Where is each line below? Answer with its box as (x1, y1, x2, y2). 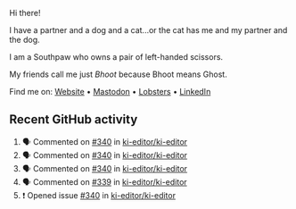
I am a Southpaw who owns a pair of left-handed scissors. (9, 52, 224, 62)
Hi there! (9, 8, 41, 18)
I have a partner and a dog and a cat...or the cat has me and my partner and (9, 25, 288, 35)
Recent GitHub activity (9, 112, 138, 128)
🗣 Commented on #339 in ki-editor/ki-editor (21, 176, 187, 187)
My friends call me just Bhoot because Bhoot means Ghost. (9, 69, 227, 79)
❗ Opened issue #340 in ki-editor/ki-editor (21, 189, 177, 200)
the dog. (9, 35, 40, 45)
